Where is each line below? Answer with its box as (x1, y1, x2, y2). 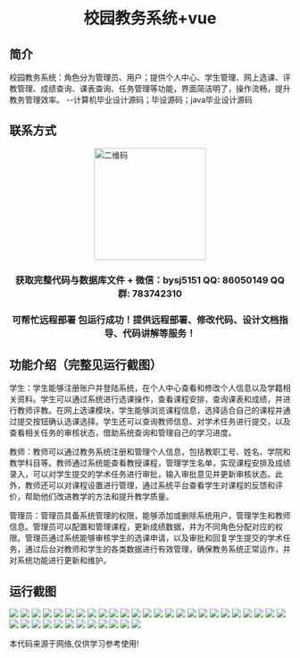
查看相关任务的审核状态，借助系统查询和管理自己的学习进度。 (9, 427, 237, 439)
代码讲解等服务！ (121, 327, 196, 339)
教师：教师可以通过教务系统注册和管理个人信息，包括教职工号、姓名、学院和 (9, 447, 291, 457)
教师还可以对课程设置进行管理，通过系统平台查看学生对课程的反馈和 (24, 480, 275, 491)
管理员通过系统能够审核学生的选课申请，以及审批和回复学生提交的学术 (24, 533, 283, 543)
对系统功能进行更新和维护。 (9, 555, 112, 566)
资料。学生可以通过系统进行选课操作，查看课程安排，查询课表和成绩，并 (16, 394, 283, 405)
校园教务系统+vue (83, 8, 217, 29)
